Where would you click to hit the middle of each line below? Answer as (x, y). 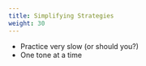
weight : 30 (27, 23)
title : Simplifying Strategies (61, 16)
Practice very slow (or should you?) (79, 46)
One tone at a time (51, 55)
